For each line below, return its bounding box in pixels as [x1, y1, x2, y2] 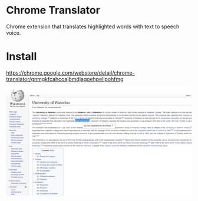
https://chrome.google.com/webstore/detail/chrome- [6, 69, 135, 76]
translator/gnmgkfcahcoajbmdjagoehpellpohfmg [6, 75, 124, 82]
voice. [6, 29, 21, 36]
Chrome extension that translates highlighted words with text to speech [6, 23, 180, 30]
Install [6, 50, 37, 63]
